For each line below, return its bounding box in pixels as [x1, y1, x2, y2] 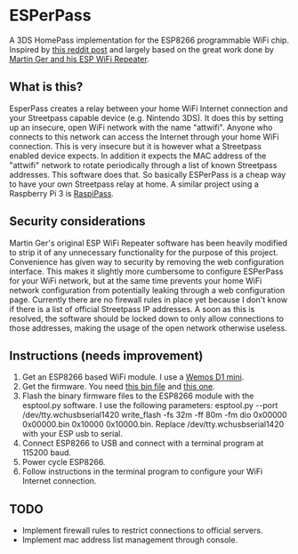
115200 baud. [21, 447, 72, 458]
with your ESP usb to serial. [21, 429, 123, 439]
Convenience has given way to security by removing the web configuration [9, 256, 285, 267]
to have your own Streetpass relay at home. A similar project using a [9, 179, 260, 189]
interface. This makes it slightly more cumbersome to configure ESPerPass [9, 266, 284, 277]
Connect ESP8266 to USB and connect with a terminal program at [21, 438, 264, 449]
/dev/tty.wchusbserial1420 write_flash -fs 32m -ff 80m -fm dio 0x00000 [21, 410, 287, 421]
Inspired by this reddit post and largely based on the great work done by [9, 44, 274, 54]
